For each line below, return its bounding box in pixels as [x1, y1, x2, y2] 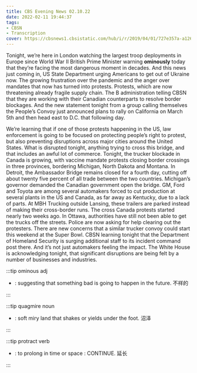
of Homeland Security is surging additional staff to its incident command [6, 238, 181, 244]
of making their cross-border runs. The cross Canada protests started [6, 206, 175, 213]
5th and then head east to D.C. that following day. [6, 114, 125, 121]
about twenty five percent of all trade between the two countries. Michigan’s [6, 175, 191, 182]
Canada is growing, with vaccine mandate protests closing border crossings [6, 156, 190, 163]
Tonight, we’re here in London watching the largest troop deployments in [6, 52, 182, 59]
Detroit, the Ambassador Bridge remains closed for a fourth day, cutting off [6, 169, 188, 176]
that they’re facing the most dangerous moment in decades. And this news [6, 64, 186, 71]
